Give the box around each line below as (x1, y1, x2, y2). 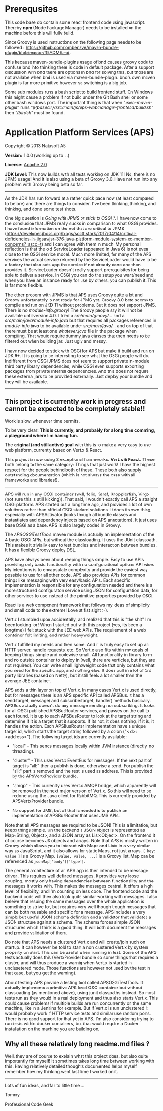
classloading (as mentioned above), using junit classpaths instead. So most (5, 989, 155, 995)
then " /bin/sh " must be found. (5, 109, 65, 115)
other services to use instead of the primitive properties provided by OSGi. (5, 592, 154, 599)
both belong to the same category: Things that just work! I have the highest (5, 461, 155, 467)
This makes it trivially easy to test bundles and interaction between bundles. (5, 542, 157, 547)
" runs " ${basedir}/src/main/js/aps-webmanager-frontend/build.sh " (17, 105, 154, 110)
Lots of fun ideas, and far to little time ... (5, 1082, 85, 1088)
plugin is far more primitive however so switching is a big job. (5, 79, 128, 86)
